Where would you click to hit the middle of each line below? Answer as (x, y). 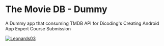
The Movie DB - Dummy (57, 9)
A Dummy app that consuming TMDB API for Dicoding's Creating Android (82, 23)
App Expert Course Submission (38, 28)
